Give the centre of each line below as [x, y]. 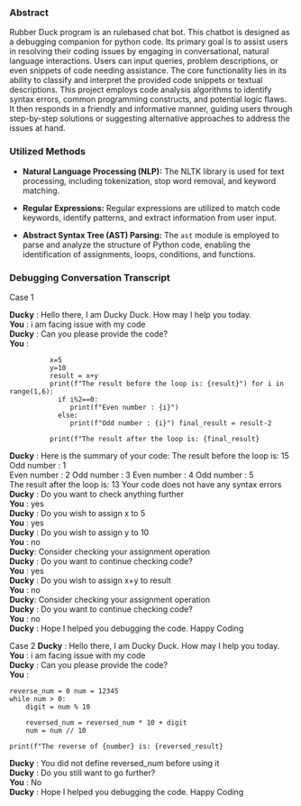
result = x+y [74, 375]
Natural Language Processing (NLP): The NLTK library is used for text [153, 171]
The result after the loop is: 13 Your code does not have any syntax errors [146, 484]
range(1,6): [32, 391]
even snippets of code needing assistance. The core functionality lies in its [148, 70]
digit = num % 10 [58, 707]
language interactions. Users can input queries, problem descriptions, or [144, 61]
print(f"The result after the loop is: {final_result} [154, 439]
